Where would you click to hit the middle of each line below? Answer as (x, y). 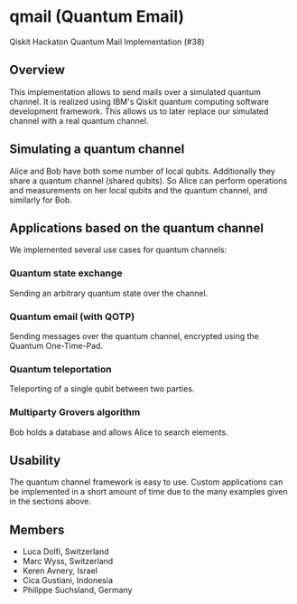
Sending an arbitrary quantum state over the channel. (109, 293)
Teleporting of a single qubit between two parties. (102, 389)
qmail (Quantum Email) (97, 17)
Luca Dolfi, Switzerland (66, 552)
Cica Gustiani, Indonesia (67, 580)
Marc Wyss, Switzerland (68, 562)
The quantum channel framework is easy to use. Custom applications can (146, 482)
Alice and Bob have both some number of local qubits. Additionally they (142, 171)
